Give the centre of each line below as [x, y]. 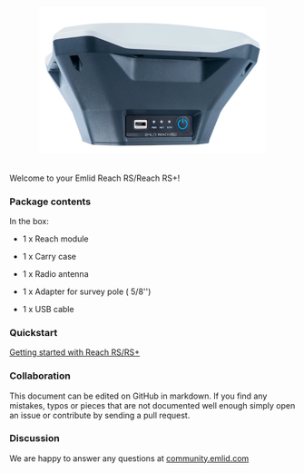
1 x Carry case [49, 256]
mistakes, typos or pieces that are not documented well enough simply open [152, 405]
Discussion [35, 439]
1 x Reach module [55, 239]
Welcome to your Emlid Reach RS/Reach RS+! [95, 178]
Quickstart [34, 332]
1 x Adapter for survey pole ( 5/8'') [87, 291]
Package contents [50, 202]
